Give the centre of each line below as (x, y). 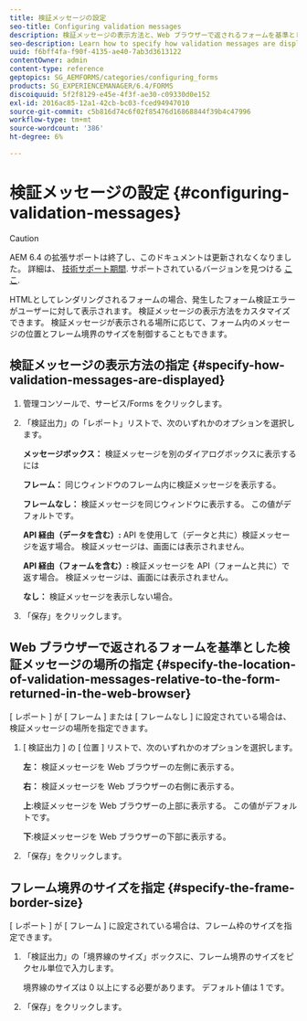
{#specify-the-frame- (231, 888)
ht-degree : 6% (37, 137)
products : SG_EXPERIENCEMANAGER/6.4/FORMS (91, 86)
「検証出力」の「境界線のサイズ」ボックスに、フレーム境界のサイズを (154, 957)
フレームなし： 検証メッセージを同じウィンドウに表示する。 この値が (153, 504)
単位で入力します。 (83, 968)
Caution (24, 238)
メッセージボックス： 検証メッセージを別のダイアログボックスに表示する (159, 453)
